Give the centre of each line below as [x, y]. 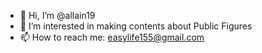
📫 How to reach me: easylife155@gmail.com [112, 37]
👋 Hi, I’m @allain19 [57, 15]
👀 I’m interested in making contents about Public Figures [136, 26]
